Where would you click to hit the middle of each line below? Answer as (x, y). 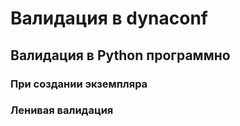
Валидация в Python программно (120, 55)
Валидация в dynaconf (109, 18)
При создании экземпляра (79, 84)
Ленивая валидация (62, 110)
